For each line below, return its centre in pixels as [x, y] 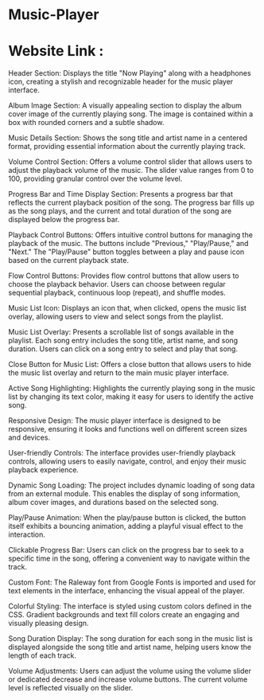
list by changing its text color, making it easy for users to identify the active [131, 397]
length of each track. [43, 655]
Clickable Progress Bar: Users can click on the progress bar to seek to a [126, 550]
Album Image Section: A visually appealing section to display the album [125, 106]
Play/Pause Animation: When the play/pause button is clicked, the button [127, 518]
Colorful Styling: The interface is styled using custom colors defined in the [130, 606]
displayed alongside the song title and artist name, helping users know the [130, 647]
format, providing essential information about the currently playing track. [127, 147]
